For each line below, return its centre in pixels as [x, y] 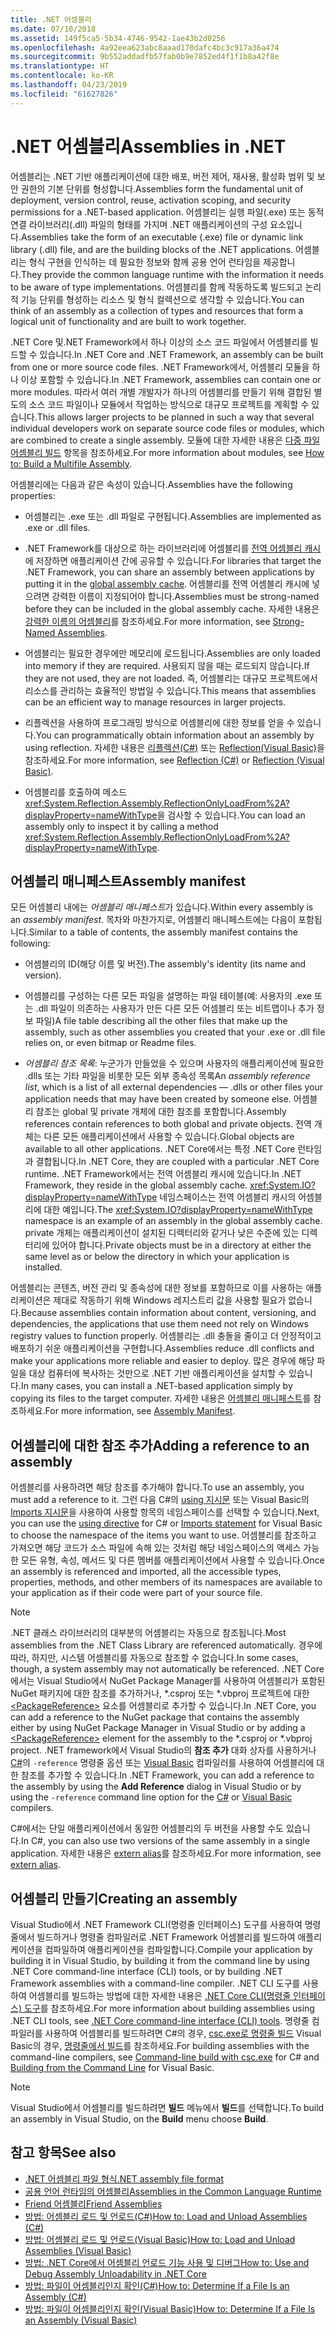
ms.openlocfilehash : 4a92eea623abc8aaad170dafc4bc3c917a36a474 [145, 47]
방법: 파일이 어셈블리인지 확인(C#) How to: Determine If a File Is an [157, 2285]
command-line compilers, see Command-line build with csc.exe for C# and [165, 2057]
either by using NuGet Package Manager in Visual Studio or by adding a [158, 1728]
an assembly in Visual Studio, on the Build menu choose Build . [139, 2119]
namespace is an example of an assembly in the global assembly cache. [173, 1221]
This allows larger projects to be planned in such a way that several [175, 417]
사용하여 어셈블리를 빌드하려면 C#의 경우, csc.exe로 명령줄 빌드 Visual [183, 2033]
